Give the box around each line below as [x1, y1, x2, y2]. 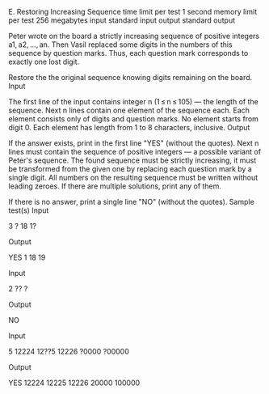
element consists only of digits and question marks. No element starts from [8, 114, 258, 124]
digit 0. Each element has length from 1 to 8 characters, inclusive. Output [8, 123, 250, 132]
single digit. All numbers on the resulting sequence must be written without [8, 173, 258, 182]
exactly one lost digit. [8, 57, 80, 66]
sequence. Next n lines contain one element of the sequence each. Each [8, 105, 250, 115]
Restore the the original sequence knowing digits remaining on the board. [8, 73, 253, 82]
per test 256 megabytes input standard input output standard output [8, 15, 236, 25]
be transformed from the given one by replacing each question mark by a [8, 164, 252, 173]
